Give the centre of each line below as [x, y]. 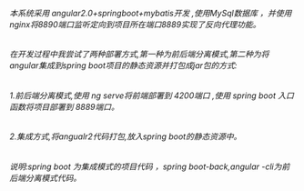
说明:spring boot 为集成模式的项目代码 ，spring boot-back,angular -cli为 [146, 166]
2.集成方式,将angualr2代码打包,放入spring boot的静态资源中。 [126, 136]
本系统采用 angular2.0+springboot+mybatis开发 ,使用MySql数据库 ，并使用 [151, 13]
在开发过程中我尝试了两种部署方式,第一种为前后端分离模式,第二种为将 [140, 55]
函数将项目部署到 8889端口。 [65, 106]
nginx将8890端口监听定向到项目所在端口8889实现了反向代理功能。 [135, 24]
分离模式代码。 [53, 178]
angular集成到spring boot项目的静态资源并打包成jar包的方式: [123, 65]
